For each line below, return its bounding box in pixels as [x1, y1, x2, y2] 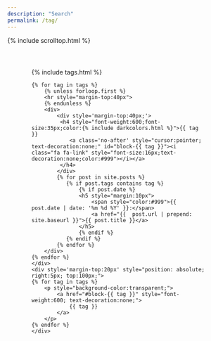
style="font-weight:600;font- [72, 118, 161, 125]
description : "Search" [7, 10, 74, 18]
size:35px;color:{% [31, 124, 89, 131]
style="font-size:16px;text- [91, 149, 177, 156]
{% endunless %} [44, 100, 92, 107]
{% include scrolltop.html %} [7, 36, 91, 44]
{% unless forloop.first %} [44, 87, 127, 95]
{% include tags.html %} [31, 67, 103, 76]
